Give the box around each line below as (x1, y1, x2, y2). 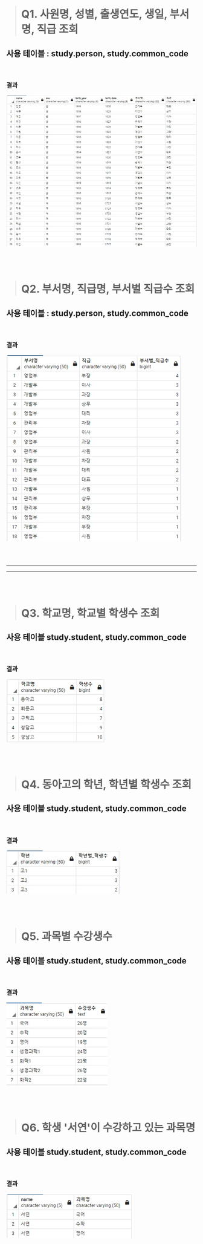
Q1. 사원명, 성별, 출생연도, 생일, (21, 7, 167, 21)
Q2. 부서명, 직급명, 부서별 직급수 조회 (21, 282, 195, 296)
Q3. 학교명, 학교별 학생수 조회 (21, 606, 160, 620)
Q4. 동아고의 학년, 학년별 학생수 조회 (21, 777, 192, 791)
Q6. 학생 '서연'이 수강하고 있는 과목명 (21, 1121, 196, 1135)
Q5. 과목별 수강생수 (21, 930, 113, 943)
